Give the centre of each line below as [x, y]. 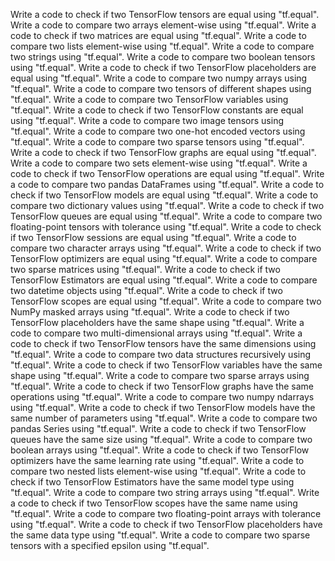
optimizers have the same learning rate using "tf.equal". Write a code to [157, 460]
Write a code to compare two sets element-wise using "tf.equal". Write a [159, 163]
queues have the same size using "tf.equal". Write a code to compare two [161, 439]
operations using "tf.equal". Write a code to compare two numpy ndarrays [162, 397]
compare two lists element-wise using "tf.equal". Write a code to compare [162, 46]
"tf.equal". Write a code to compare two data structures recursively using [161, 354]
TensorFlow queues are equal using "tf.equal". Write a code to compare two [166, 216]
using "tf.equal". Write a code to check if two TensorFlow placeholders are [163, 67]
